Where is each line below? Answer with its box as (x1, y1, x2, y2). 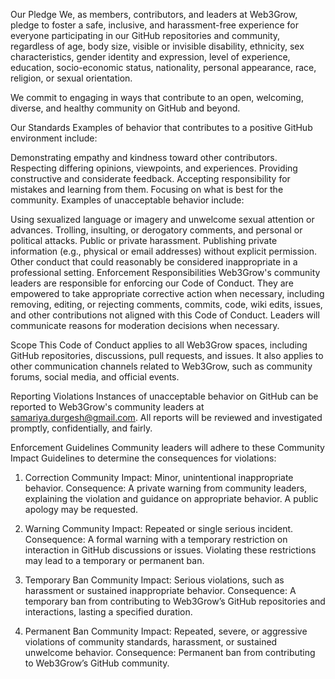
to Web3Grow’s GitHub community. (24, 657, 170, 669)
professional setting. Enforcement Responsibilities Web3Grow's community (10, 267, 321, 278)
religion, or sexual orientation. (10, 72, 133, 84)
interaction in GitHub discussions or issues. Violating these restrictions (24, 544, 317, 556)
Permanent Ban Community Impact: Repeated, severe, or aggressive (24, 625, 308, 637)
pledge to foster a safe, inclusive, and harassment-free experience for (10, 19, 299, 31)
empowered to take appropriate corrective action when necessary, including (10, 288, 325, 299)
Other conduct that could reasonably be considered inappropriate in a (10, 256, 298, 268)
